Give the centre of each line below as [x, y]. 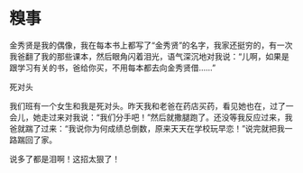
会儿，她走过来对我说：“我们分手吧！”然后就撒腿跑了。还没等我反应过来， [147, 117]
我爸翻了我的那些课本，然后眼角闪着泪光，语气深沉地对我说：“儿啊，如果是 [150, 56]
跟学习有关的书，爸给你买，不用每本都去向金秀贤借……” [113, 68]
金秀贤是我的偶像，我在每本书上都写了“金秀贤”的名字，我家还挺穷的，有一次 [151, 45]
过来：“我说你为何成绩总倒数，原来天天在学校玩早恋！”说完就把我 [163, 128]
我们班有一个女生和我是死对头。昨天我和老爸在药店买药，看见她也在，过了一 [151, 105]
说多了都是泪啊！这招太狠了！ [64, 159]
